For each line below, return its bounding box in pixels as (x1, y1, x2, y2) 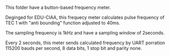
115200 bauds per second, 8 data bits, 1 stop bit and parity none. (5, 45, 142, 51)
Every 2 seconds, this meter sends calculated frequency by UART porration (5, 40, 165, 46)
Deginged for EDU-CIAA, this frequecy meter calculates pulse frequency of (5, 14, 165, 20)
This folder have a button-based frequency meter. (5, 5, 111, 10)
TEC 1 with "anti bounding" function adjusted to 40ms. (5, 20, 121, 26)
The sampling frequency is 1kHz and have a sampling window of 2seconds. (5, 30, 165, 35)
